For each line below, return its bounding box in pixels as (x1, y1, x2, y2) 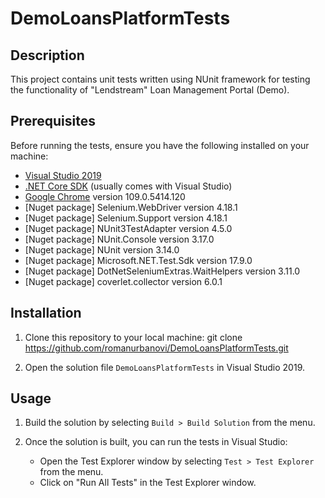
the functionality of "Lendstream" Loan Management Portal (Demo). (10, 84, 290, 96)
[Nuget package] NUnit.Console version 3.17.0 (24, 233, 215, 245)
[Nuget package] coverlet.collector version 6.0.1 (24, 275, 223, 287)
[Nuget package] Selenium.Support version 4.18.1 (24, 212, 228, 224)
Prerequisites (10, 113, 96, 130)
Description (10, 47, 85, 64)
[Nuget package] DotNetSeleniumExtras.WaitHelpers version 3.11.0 (24, 265, 301, 277)
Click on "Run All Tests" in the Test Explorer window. (39, 477, 257, 489)
